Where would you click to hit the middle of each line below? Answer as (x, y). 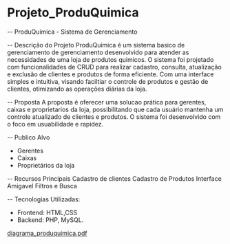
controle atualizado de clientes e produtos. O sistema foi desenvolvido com (114, 117)
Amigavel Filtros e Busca (42, 186)
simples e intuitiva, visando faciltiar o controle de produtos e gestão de (108, 81)
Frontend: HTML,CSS (47, 212)
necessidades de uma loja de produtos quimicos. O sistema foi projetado (111, 59)
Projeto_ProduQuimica (73, 13)
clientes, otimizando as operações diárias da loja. (77, 89)
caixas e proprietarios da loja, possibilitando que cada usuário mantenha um (115, 109)
